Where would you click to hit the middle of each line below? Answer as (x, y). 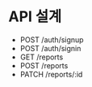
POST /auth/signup (52, 39)
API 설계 (35, 17)
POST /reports (44, 65)
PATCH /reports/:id (51, 74)
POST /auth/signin (50, 48)
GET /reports (42, 57)
